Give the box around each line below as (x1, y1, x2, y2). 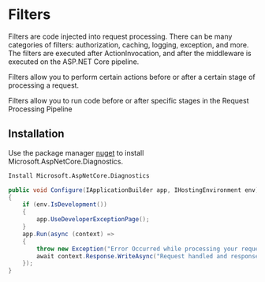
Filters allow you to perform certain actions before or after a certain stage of (8, 72, 256, 81)
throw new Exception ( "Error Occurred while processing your (36, 245, 238, 253)
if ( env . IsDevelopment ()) (22, 201, 108, 209)
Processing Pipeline (8, 104, 73, 114)
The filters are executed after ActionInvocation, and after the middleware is (8, 48, 252, 58)
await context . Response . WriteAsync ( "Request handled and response (36, 252, 259, 260)
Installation (8, 127, 65, 141)
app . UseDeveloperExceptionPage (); (36, 216, 150, 224)
